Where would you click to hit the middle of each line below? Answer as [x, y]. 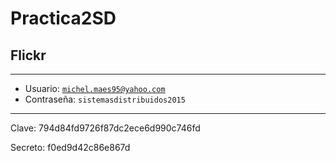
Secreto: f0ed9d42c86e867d [70, 147]
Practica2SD [63, 18]
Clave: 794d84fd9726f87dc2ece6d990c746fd [105, 128]
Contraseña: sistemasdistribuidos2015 [105, 99]
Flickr [28, 55]
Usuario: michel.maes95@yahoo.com [95, 88]
